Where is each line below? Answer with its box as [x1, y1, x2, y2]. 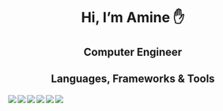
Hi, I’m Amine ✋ [81, 9, 185, 27]
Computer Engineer [83, 45, 183, 58]
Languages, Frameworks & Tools [51, 72, 215, 85]
